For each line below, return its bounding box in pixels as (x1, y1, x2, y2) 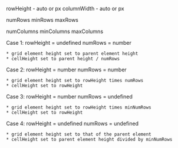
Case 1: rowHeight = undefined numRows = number (6, 40, 131, 46)
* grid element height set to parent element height (6, 51, 139, 57)
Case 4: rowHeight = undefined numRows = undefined (6, 120, 139, 127)
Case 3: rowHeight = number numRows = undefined (6, 93, 133, 100)
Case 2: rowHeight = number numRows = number (6, 66, 127, 73)
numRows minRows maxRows (6, 17, 78, 23)
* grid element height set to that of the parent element (6, 131, 151, 137)
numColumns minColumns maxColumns (6, 28, 104, 35)
